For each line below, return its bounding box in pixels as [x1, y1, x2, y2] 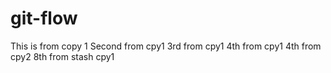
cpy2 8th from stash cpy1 [10, 50, 115, 62]
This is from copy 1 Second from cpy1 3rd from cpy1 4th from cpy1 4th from [10, 40, 322, 52]
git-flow [10, 7, 78, 30]
